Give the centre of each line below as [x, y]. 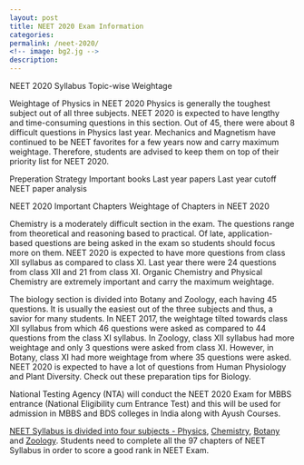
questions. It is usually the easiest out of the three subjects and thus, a [142, 309]
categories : [32, 35]
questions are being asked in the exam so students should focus [155, 243]
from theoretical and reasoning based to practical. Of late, [118, 233]
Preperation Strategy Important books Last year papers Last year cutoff [143, 179]
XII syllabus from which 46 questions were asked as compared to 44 [138, 328]
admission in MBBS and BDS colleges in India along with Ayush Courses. [145, 413]
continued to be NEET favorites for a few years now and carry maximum [144, 142]
